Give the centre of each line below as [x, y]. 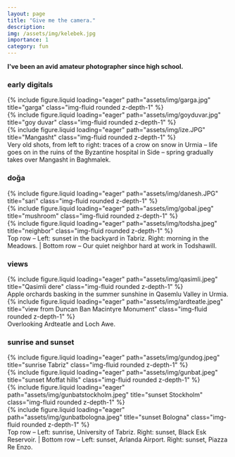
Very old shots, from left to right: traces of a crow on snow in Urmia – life [113, 145]
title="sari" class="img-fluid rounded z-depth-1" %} [83, 200]
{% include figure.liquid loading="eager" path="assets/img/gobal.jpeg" [111, 208]
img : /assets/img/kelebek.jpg [52, 33]
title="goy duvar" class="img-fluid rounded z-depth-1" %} [92, 122]
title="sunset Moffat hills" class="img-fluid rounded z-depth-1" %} [104, 380]
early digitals [30, 84]
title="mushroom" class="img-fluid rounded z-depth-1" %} [93, 216]
